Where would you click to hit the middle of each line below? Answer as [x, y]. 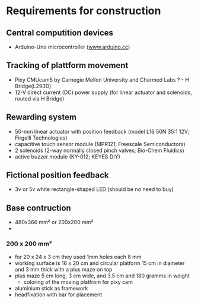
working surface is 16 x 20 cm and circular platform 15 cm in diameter [100, 263]
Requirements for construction [84, 11]
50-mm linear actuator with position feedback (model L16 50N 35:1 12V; [102, 131]
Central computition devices [60, 33]
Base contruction [39, 208]
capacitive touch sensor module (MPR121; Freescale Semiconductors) [100, 144]
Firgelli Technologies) [41, 138]
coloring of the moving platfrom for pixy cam [78, 282]
